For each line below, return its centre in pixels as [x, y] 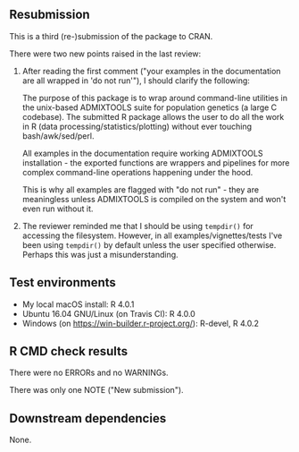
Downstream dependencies [88, 418]
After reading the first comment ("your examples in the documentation [151, 71]
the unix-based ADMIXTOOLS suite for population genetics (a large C [149, 107]
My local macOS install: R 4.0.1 [78, 304]
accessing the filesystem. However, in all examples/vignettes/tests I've [152, 235]
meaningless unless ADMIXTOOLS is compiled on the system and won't [154, 199]
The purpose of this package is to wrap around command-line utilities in [155, 98]
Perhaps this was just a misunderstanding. [100, 254]
